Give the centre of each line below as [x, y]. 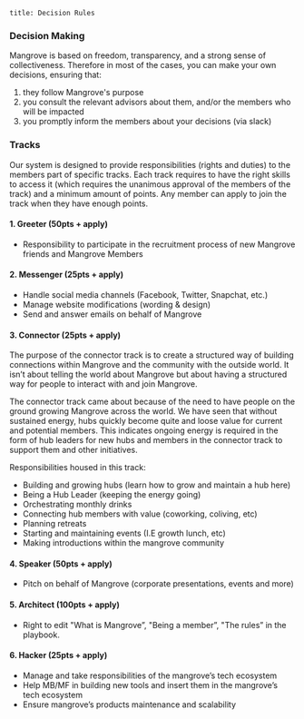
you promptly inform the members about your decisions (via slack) [147, 122]
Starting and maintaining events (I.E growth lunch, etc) [124, 533]
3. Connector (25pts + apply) [65, 335]
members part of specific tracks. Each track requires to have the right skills [150, 174]
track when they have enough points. [79, 203]
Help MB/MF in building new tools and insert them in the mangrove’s [150, 685]
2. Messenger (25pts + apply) [67, 275]
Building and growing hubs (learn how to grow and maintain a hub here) [157, 485]
